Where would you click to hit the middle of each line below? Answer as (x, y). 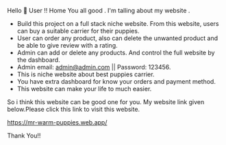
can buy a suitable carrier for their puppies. (78, 31)
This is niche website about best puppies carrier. (86, 74)
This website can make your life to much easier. (84, 89)
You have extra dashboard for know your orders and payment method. (116, 81)
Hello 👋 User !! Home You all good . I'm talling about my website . (99, 11)
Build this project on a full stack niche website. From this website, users (118, 23)
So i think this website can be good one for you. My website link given (106, 102)
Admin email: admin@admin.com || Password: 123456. (94, 67)
